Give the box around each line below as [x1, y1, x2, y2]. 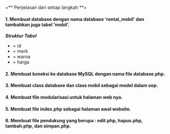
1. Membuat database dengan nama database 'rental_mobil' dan [5, 16, 144, 22]
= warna [12, 54, 31, 60]
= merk [12, 48, 28, 54]
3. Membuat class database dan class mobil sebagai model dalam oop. [5, 82, 158, 88]
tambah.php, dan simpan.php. [5, 123, 71, 129]
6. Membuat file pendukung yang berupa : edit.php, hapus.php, [5, 118, 143, 124]
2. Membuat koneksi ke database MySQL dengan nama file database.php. [5, 71, 165, 77]
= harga [12, 59, 30, 65]
